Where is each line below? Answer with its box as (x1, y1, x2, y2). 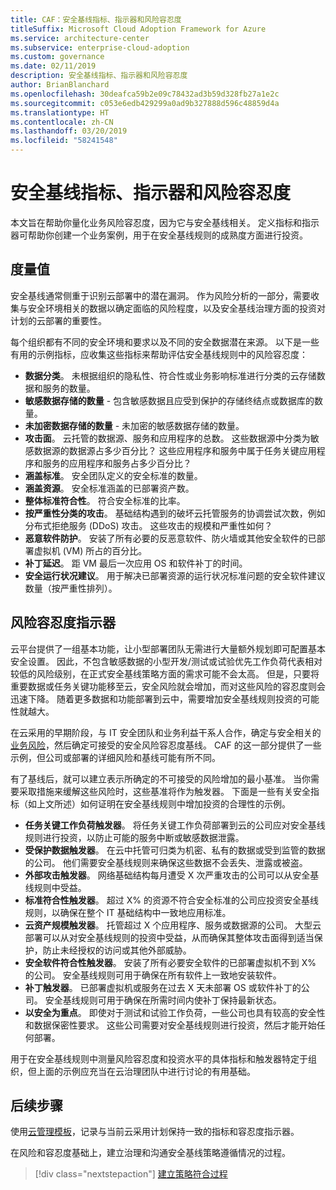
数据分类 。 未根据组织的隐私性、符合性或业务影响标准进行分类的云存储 (24, 369, 317, 381)
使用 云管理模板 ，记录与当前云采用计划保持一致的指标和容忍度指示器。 (10, 1126, 300, 1138)
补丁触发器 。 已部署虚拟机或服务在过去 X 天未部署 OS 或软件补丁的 (24, 981, 302, 993)
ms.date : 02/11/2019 (10, 61, 97, 71)
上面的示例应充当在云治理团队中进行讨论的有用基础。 (36, 1065, 256, 1077)
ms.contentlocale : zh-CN (10, 117, 114, 127)
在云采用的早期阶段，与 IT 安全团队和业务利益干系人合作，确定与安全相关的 (10, 726, 322, 738)
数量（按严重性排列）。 (24, 582, 118, 594)
